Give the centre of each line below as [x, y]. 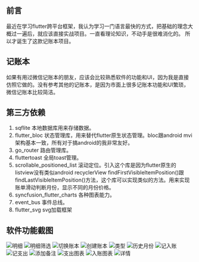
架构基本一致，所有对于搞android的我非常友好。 [74, 143]
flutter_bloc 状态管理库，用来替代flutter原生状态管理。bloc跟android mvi [103, 135]
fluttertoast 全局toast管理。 [48, 158]
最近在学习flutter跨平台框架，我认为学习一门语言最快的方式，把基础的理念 [97, 26]
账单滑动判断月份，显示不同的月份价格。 [64, 188]
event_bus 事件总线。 [41, 202]
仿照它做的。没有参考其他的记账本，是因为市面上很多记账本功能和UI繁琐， [98, 85]
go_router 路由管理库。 [43, 150]
